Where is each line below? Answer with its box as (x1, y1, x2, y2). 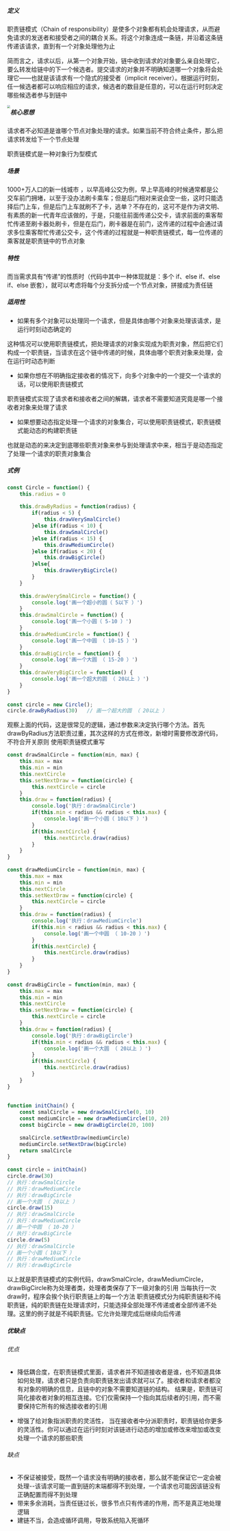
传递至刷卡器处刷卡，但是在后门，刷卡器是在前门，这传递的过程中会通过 (12, 220, 217, 228)
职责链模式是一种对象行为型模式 (7, 150, 97, 158)
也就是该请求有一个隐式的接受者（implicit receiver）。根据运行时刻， (30, 73, 223, 82)
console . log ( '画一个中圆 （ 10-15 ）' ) (31, 637, 138, 644)
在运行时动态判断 (7, 357, 55, 365)
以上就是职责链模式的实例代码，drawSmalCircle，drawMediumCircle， (7, 1275, 207, 1283)
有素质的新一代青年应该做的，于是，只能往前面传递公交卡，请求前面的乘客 (7, 211, 217, 219)
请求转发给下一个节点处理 (7, 135, 79, 143)
